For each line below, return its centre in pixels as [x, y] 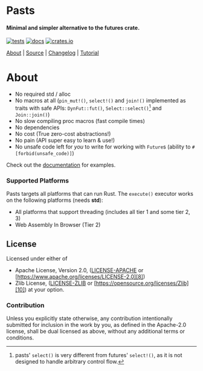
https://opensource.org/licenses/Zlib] [142, 283]
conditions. [20, 338]
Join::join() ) [32, 114]
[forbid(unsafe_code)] [43, 153]
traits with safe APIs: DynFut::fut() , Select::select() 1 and [88, 108]
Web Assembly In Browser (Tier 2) [58, 225]
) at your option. [44, 290]
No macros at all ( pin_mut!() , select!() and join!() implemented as [100, 101]
